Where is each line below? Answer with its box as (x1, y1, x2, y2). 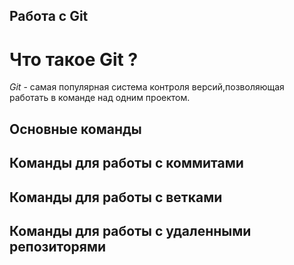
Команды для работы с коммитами (9, 155, 244, 172)
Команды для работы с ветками (9, 189, 223, 206)
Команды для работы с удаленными (9, 222, 252, 239)
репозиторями (9, 238, 107, 255)
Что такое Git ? (9, 48, 139, 71)
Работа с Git (9, 8, 89, 25)
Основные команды (9, 120, 142, 138)
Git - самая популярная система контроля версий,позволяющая (9, 81, 285, 93)
